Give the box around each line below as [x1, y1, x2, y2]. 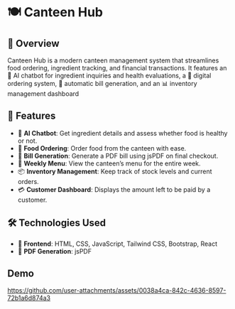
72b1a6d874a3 [7, 294, 51, 303]
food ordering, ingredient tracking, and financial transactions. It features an [7, 64, 227, 72]
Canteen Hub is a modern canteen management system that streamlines [7, 56, 219, 65]
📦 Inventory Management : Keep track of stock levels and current [17, 167, 212, 175]
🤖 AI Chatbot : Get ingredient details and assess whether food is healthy [17, 129, 228, 137]
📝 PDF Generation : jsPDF [17, 246, 92, 255]
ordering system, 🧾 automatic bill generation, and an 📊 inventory [7, 80, 197, 87]
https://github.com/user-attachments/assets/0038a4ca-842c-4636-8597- [7, 286, 226, 295]
